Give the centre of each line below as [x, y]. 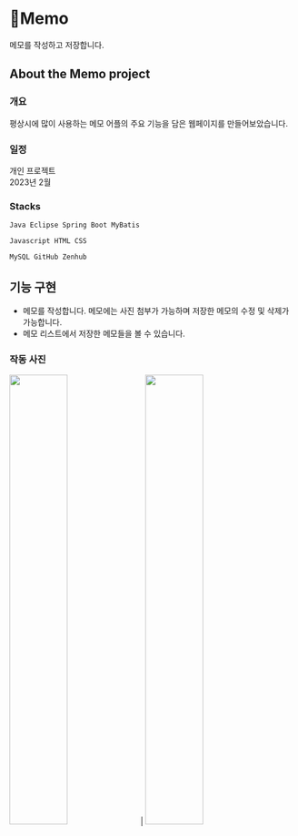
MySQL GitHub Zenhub [49, 257]
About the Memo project [80, 74]
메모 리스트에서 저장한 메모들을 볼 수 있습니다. [104, 334]
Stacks [25, 206]
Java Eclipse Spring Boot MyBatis [75, 225]
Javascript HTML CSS [49, 241]
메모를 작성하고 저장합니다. [57, 45]
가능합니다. [42, 322]
